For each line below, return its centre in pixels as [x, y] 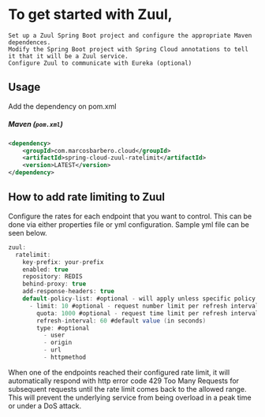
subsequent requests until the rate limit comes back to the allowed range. [127, 389]
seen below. [28, 233]
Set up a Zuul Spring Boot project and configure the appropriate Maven [130, 35]
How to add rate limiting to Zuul [87, 197]
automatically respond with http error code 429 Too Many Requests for [123, 381]
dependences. [30, 42]
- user [54, 335]
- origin [58, 343]
